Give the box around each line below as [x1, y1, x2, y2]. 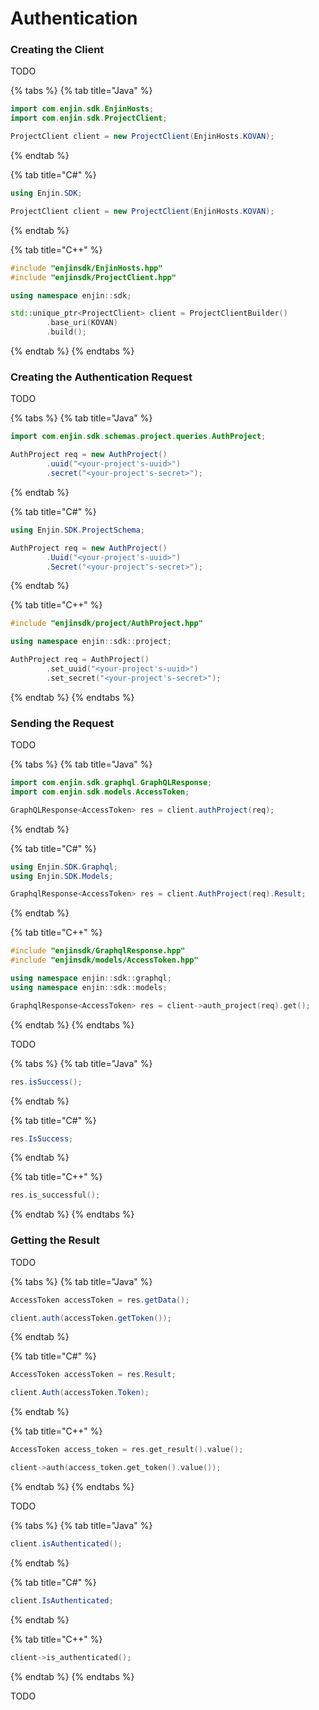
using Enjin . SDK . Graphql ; [10, 862, 118, 872]
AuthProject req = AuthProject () [10, 655, 150, 665]
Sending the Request [10, 716, 115, 730]
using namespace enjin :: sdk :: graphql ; [10, 973, 172, 984]
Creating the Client [10, 43, 105, 57]
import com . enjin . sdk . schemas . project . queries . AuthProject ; [10, 432, 267, 442]
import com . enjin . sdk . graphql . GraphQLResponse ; [10, 778, 213, 788]
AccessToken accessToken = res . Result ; [10, 1370, 177, 1380]
